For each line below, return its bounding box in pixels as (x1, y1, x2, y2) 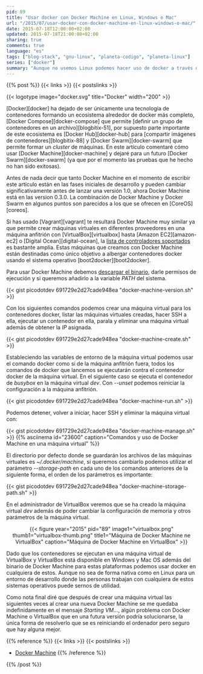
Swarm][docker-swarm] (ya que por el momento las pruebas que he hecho (6, 156, 193, 164)
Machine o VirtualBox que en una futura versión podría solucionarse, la (6, 613, 183, 620)
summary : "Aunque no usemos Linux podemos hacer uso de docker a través (6, 65, 193, 71)
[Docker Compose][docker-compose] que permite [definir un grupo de (6, 118, 183, 125)
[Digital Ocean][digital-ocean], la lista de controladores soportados (24, 237, 190, 245)
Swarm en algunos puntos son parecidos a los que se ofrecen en (6, 200, 169, 207)
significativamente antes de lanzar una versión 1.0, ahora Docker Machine (6, 187, 190, 194)
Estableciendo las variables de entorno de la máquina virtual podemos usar (6, 354, 194, 361)
